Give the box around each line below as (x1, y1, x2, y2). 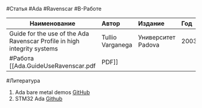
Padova (138, 41, 160, 49)
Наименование (29, 19, 76, 28)
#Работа (9, 54, 34, 62)
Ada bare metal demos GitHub (14, 89, 90, 95)
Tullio (101, 33, 117, 41)
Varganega (101, 41, 133, 49)
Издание (138, 19, 165, 28)
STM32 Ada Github (14, 95, 63, 102)
